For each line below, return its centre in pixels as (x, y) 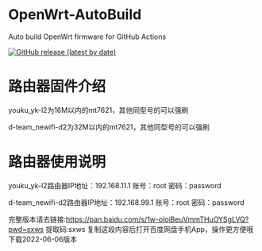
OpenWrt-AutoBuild (75, 15)
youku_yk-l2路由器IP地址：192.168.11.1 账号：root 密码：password (115, 185)
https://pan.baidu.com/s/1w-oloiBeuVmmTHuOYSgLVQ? (158, 219)
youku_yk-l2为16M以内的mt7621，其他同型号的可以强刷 (98, 110)
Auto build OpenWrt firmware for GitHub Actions (87, 37)
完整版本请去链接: (37, 219)
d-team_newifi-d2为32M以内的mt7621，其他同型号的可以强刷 (109, 127)
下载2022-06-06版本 (43, 239)
